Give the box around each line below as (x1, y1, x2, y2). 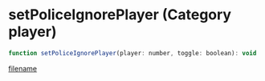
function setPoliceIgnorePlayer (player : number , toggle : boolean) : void (8, 49, 257, 57)
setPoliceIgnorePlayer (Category (8, 6, 231, 24)
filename (8, 63, 38, 73)
